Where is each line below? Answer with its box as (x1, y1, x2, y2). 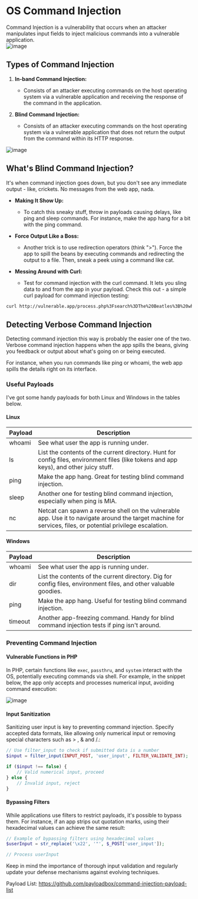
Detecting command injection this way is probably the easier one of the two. (6, 335, 192, 342)
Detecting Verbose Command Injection (6, 319, 152, 329)
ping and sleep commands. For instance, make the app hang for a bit (23, 215, 191, 222)
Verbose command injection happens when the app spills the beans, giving (6, 342, 189, 349)
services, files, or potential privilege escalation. (38, 521, 169, 530)
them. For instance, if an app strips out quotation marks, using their (6, 817, 170, 825)
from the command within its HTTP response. (23, 135, 134, 142)
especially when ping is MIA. (38, 496, 117, 505)
